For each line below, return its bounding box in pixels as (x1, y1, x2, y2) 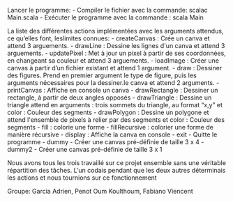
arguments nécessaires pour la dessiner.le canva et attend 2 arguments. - (7, 79, 220, 86)
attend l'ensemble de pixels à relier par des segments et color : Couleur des (7, 116, 225, 124)
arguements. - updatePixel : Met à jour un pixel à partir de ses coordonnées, (7, 49, 227, 57)
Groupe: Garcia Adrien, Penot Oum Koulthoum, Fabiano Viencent (7, 187, 193, 195)
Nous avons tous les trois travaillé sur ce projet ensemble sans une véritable (7, 159, 227, 166)
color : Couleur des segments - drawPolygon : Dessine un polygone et (7, 108, 209, 116)
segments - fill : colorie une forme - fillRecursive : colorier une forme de (7, 123, 214, 131)
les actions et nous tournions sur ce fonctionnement (7, 173, 157, 182)
